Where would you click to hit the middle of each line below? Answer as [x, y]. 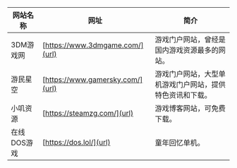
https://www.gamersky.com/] [94, 79]
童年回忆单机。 [180, 143]
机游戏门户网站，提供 [190, 84]
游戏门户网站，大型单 [190, 74]
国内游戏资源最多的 [187, 50]
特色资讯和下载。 [183, 95]
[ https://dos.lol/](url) [76, 142]
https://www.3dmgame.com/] [94, 45]
